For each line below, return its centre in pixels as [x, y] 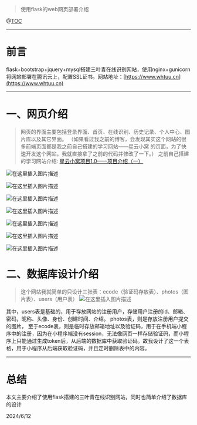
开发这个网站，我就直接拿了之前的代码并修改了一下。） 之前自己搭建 [107, 154]
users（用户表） [58, 299]
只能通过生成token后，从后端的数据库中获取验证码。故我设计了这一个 [100, 340]
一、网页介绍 [37, 114]
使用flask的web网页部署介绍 [55, 9]
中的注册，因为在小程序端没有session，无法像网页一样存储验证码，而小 [97, 333]
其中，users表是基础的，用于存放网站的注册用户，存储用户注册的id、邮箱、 [97, 311]
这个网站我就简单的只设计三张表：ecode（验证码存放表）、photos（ [102, 291]
